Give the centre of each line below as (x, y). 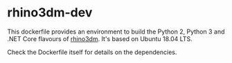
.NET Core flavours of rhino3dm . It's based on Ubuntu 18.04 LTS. (100, 38)
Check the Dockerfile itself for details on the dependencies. (92, 52)
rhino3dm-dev (50, 13)
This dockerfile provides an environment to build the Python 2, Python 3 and (116, 32)
